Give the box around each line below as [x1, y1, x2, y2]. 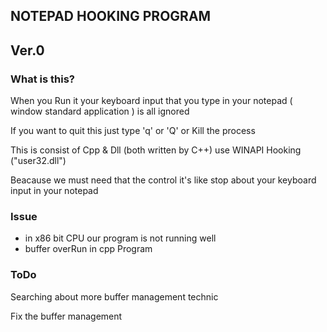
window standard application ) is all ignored [10, 105, 190, 118]
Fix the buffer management [10, 310, 123, 322]
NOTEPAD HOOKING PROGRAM [10, 8, 212, 25]
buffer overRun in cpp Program [24, 243, 153, 255]
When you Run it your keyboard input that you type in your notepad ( [10, 95, 293, 107]
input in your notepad [10, 185, 99, 197]
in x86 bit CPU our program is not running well [24, 232, 217, 244]
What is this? [10, 72, 75, 86]
